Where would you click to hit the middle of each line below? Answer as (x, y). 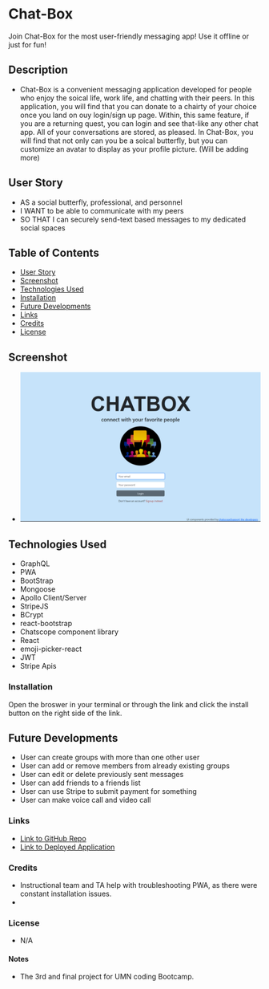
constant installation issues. (66, 893)
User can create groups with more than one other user (110, 757)
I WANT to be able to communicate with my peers (102, 210)
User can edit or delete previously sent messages (102, 775)
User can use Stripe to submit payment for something (108, 792)
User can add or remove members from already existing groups (125, 766)
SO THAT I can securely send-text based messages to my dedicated (133, 219)
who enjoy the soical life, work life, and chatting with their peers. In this (137, 98)
